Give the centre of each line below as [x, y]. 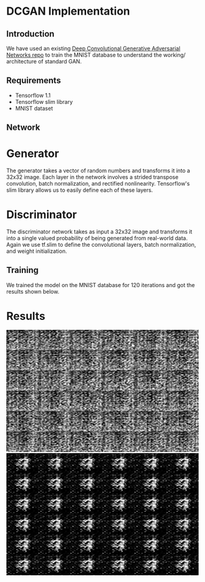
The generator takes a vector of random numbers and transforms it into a [98, 171]
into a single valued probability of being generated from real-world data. [97, 238]
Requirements [34, 81]
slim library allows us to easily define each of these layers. [80, 190]
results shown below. [33, 291]
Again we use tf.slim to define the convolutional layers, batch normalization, [101, 245]
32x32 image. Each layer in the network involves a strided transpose [92, 177]
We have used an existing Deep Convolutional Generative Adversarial [93, 48]
